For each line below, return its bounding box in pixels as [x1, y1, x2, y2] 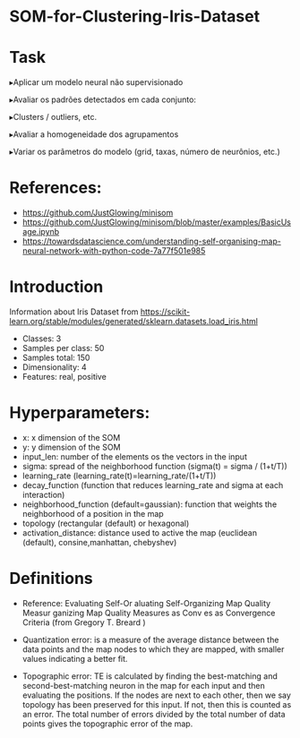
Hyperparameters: [9, 403, 150, 423]
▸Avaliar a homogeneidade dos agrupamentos [9, 129, 179, 140]
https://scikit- [140, 306, 191, 317]
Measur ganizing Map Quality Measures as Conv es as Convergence [21, 607, 276, 618]
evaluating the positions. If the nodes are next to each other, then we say [21, 690, 291, 700]
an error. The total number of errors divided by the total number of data [21, 708, 286, 719]
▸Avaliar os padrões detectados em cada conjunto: [9, 94, 197, 105]
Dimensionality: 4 [21, 362, 87, 373]
